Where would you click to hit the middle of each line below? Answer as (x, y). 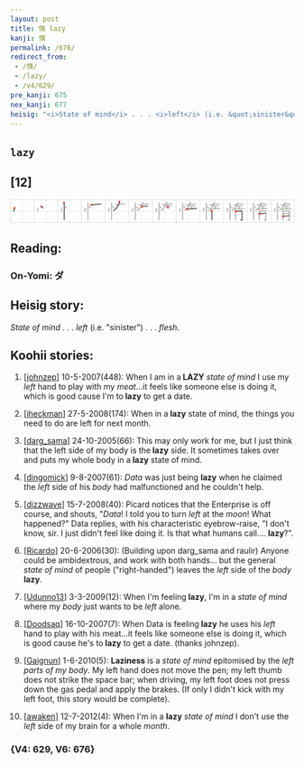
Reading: (36, 248)
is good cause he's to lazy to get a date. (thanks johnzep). (131, 643)
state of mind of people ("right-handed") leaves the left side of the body (157, 570)
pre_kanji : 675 (39, 95)
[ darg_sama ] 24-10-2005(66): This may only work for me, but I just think (157, 441)
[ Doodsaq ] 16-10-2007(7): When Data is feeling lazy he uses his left (149, 624)
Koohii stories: (52, 355)
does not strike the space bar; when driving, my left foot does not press (157, 680)
